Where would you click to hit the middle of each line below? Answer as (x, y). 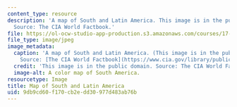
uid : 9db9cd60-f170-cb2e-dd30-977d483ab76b (72, 92)
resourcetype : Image (38, 79)
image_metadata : (31, 46)
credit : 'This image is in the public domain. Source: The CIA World (118, 66)
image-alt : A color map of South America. (77, 73)
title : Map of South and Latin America (66, 86)
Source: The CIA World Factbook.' (64, 27)
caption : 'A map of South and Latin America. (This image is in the (116, 53)
